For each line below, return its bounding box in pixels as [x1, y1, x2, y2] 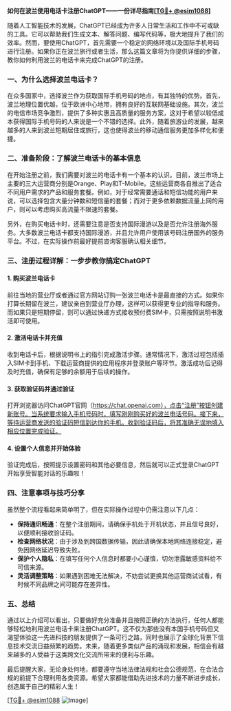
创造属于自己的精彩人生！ [7, 682, 80, 690]
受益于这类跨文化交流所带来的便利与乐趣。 [36, 650, 158, 659]
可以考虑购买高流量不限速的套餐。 [25, 205, 122, 213]
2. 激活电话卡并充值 [7, 333, 63, 342]
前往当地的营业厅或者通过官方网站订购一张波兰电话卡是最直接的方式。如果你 [7, 291, 224, 299]
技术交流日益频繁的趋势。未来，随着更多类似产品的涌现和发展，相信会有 [12, 641, 218, 650]
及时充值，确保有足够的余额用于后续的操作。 [7, 367, 134, 375]
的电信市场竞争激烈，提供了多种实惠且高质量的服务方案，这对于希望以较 [7, 109, 212, 117]
